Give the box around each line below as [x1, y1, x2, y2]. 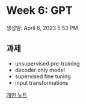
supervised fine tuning [14, 73, 71, 80]
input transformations [14, 79, 69, 86]
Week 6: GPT [6, 4, 73, 17]
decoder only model [14, 66, 65, 73]
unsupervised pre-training [14, 60, 80, 67]
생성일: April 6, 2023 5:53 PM [6, 24, 78, 31]
